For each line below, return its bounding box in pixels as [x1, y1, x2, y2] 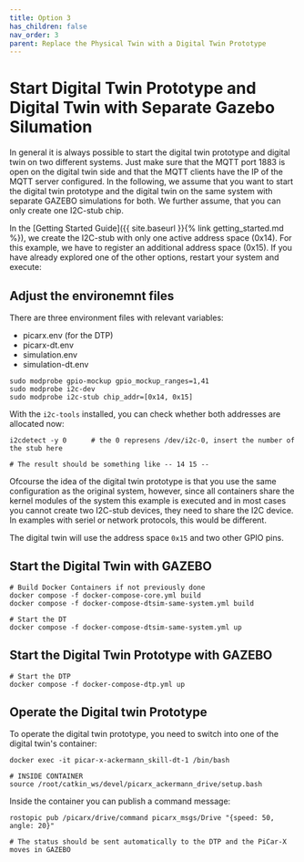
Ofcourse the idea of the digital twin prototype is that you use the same [9, 476, 277, 486]
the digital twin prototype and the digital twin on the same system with [9, 186, 273, 197]
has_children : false [9, 22, 88, 31]
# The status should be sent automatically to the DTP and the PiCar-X [9, 837, 287, 846]
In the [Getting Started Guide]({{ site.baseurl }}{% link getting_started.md [9, 223, 284, 234]
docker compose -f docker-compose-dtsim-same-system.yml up [9, 622, 243, 632]
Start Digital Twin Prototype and [9, 78, 257, 99]
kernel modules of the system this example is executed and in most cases [9, 495, 287, 506]
